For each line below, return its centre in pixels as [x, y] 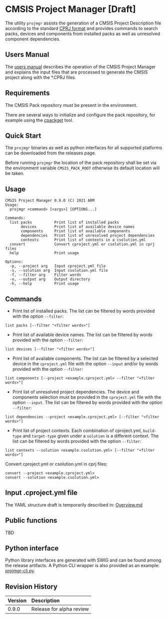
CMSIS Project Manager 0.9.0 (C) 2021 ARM [50, 201]
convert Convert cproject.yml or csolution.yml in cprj [82, 244]
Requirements [27, 93]
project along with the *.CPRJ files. [41, 77]
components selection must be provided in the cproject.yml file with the [87, 397]
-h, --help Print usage [44, 284]
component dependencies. [33, 39]
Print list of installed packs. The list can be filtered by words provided [83, 311]
